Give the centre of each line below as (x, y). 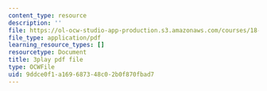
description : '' (35, 23)
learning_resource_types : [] (56, 45)
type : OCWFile (32, 67)
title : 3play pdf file (46, 60)
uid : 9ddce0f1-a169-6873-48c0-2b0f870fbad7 (81, 74)
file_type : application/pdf (55, 38)
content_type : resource (48, 15)
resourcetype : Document (48, 52)
